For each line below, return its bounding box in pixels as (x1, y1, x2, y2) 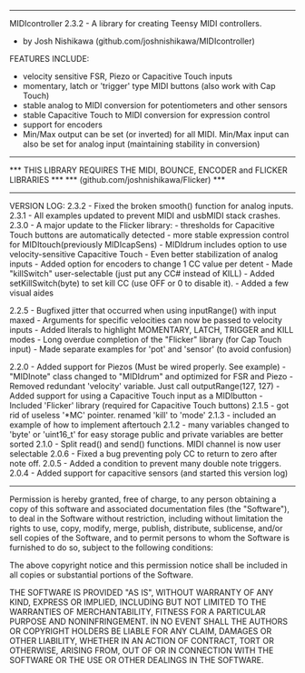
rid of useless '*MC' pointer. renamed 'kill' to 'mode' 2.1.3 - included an (9, 410, 277, 420)
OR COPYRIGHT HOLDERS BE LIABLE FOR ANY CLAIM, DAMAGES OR (9, 626, 272, 637)
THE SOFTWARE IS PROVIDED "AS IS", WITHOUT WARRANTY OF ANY (9, 588, 274, 598)
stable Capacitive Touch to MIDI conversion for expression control (22, 110, 271, 120)
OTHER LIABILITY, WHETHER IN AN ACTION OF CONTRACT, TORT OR (9, 636, 274, 646)
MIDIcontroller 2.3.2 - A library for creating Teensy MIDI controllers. (9, 18, 262, 28)
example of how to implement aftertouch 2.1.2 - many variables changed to (9, 419, 290, 430)
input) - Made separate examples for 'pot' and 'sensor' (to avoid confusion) (9, 344, 292, 355)
